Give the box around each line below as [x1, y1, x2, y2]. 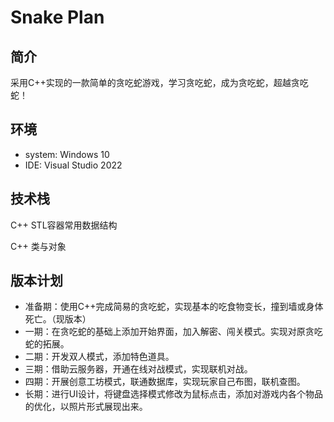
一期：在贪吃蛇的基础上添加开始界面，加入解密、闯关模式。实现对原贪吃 [24, 326, 323, 338]
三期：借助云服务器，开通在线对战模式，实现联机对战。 [24, 363, 253, 375]
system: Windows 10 [24, 148, 110, 160]
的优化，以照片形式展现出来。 [24, 401, 148, 413]
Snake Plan [10, 6, 105, 29]
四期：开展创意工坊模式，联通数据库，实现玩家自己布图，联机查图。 [24, 376, 306, 388]
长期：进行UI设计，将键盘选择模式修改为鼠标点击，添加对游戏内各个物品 [24, 388, 323, 400]
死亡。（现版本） [24, 313, 92, 325]
